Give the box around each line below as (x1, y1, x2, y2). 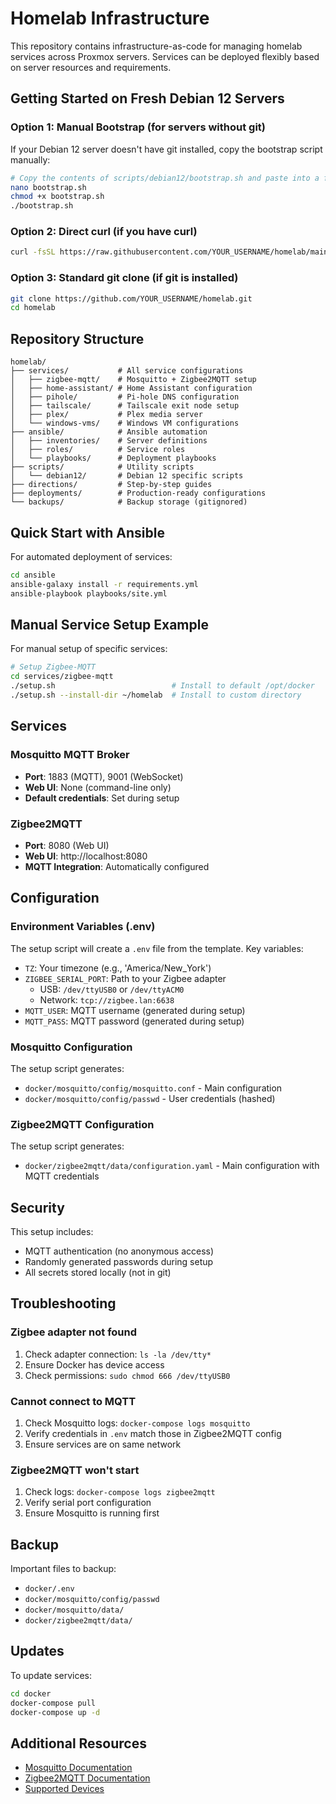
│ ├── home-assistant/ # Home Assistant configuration (10, 383, 253, 394)
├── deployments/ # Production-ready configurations (10, 488, 267, 499)
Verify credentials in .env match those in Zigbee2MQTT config (24, 1427, 282, 1439)
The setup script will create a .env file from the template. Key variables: (10, 942, 304, 954)
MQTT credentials (24, 1170, 100, 1182)
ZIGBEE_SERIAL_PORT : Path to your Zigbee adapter (24, 972, 227, 984)
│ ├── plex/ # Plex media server (10, 410, 203, 420)
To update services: (10, 1669, 92, 1681)
